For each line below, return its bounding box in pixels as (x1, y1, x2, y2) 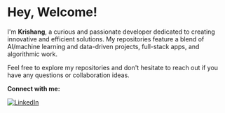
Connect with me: (7, 84, 61, 93)
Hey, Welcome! (7, 4, 98, 20)
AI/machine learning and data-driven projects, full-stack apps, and (7, 42, 200, 51)
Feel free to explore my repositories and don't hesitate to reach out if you (7, 63, 219, 72)
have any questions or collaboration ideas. (7, 71, 130, 79)
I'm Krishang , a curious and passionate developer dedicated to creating (7, 27, 215, 36)
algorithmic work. (7, 50, 58, 58)
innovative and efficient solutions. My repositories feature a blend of (7, 34, 205, 43)
